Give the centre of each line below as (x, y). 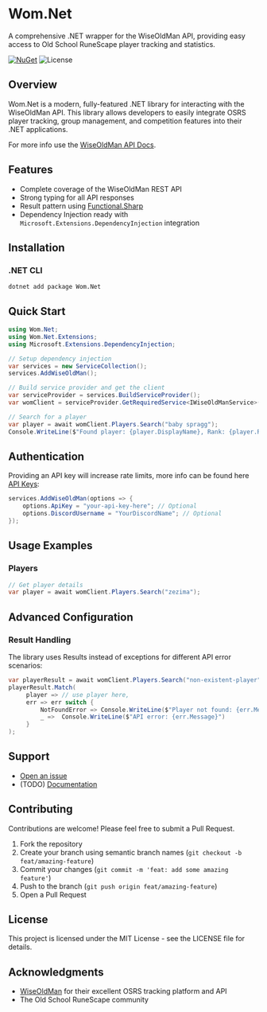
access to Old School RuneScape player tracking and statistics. (112, 44)
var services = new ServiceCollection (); (78, 366)
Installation (37, 247)
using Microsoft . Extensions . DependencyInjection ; (92, 344)
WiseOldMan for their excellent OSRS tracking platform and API (124, 991)
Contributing (41, 810)
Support (29, 757)
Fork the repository (51, 843)
